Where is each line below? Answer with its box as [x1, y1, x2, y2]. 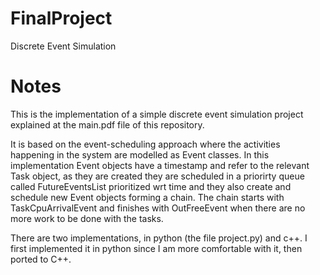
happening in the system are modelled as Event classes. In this [10, 148, 270, 161]
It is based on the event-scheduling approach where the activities [10, 138, 281, 150]
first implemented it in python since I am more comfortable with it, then [10, 242, 303, 254]
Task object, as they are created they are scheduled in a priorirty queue [10, 170, 305, 182]
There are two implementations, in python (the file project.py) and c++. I [10, 232, 308, 244]
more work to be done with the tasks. [10, 212, 164, 224]
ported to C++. [10, 253, 72, 265]
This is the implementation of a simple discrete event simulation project [10, 108, 304, 120]
